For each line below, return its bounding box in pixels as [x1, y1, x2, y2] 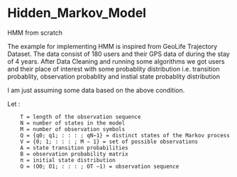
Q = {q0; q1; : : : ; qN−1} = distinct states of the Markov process [20, 132, 231, 139]
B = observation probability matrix [20, 150, 129, 157]
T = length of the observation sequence [20, 113, 141, 120]
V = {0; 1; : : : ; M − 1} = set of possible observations [20, 138, 199, 145]
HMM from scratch [7, 28, 62, 37]
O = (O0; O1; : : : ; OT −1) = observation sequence [20, 163, 180, 170]
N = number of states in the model [20, 119, 126, 127]
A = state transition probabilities [20, 144, 129, 152]
